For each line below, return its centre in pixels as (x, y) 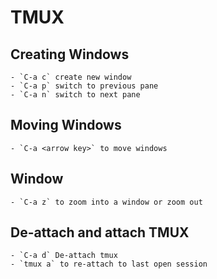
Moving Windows (66, 125)
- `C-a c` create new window (71, 77)
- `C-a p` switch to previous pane (84, 86)
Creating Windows (70, 54)
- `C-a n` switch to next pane (75, 95)
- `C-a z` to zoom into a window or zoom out (106, 202)
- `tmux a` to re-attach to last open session (109, 264)
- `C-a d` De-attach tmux (64, 256)
